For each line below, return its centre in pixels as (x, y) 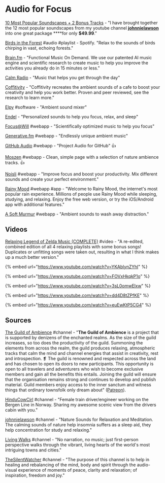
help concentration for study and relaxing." (49, 430)
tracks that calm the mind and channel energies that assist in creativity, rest (82, 353)
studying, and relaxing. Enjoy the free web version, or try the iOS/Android (79, 199)
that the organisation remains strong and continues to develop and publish (81, 379)
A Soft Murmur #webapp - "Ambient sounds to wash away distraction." (77, 214)
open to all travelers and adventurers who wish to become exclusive (74, 369)
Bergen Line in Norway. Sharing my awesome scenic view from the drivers (81, 405)
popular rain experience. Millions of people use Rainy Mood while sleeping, (81, 194)
